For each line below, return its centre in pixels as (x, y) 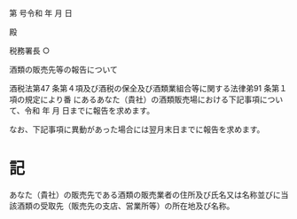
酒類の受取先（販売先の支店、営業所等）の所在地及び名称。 (125, 206)
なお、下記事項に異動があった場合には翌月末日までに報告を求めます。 (137, 129)
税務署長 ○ (30, 51)
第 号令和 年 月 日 (41, 13)
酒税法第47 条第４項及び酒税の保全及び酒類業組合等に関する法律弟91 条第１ (148, 88)
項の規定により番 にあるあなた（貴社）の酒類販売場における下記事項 (134, 99)
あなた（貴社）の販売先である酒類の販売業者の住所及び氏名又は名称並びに (145, 194)
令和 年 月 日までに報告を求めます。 (90, 110)
